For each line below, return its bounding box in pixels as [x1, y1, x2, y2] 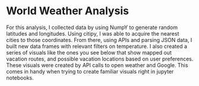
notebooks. [6, 74, 34, 81]
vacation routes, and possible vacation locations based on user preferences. [6, 55, 194, 62]
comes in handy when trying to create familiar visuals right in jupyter [6, 68, 174, 75]
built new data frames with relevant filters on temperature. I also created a [6, 43, 188, 50]
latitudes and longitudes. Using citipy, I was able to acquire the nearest [6, 30, 179, 37]
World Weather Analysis [6, 4, 129, 18]
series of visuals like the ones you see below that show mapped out [6, 49, 172, 56]
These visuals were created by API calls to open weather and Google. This [6, 61, 188, 69]
